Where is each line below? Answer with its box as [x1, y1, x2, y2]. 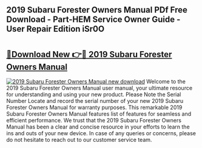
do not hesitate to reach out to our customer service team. [6, 136, 152, 143]
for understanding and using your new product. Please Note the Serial [6, 91, 181, 98]
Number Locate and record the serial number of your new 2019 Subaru [6, 97, 184, 104]
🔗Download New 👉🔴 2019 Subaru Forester [6, 49, 172, 60]
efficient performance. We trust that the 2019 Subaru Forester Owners [6, 117, 182, 124]
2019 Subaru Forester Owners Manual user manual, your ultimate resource [6, 85, 193, 91]
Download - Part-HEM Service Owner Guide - [6, 15, 181, 25]
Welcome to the [146, 78, 186, 85]
